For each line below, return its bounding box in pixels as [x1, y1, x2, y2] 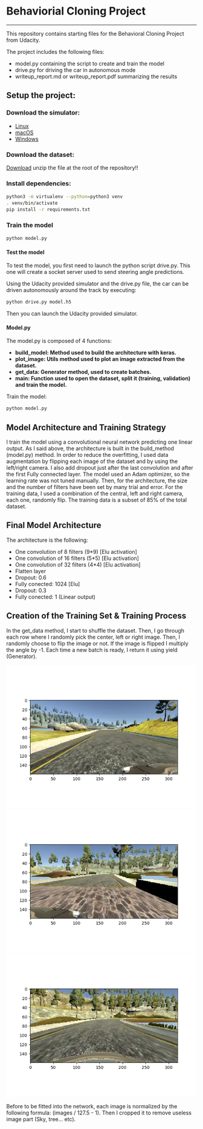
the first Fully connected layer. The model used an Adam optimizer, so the [6, 470, 190, 478]
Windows [14, 135, 39, 142]
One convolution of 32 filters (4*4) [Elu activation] [14, 561, 141, 568]
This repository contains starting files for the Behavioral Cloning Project [6, 30, 184, 37]
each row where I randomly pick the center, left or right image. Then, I [6, 633, 180, 641]
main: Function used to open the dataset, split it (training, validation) [14, 375, 191, 382]
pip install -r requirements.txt [6, 206, 91, 213]
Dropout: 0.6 [14, 574, 47, 581]
